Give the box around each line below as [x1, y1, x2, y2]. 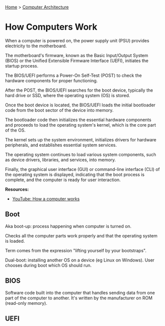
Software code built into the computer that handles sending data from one [5, 290, 155, 295]
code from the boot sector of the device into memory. [5, 107, 114, 113]
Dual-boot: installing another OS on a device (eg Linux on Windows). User [5, 257, 155, 263]
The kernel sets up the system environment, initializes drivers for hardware [5, 136, 157, 142]
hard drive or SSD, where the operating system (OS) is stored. [5, 92, 130, 98]
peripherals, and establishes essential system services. [5, 142, 117, 148]
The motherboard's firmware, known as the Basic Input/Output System [5, 52, 148, 58]
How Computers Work [5, 22, 97, 33]
